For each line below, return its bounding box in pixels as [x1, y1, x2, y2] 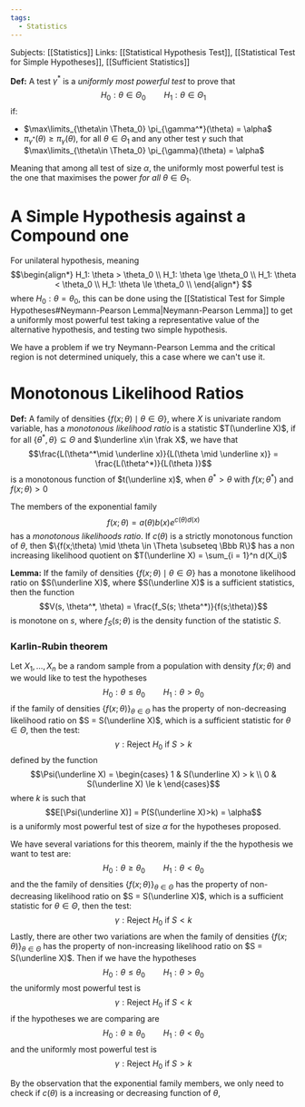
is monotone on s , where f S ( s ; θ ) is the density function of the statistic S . [10, 615, 281, 628]
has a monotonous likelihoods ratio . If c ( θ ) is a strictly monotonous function [10, 531, 293, 542]
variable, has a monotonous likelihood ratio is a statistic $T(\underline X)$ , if [10, 423, 296, 434]
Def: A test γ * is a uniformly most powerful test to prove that [10, 73, 235, 86]
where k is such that [10, 793, 86, 804]
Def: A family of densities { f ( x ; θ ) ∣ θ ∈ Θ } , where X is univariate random [10, 414, 281, 425]
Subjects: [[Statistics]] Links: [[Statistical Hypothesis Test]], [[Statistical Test [10, 46, 296, 57]
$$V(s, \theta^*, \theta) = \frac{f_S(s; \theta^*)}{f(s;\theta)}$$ [38, 601, 269, 612]
